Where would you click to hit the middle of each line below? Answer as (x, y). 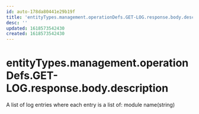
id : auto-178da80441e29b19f (41, 12)
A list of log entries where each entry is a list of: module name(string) (91, 105)
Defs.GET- (32, 76)
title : (14, 17)
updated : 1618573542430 (36, 28)
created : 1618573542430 (36, 34)
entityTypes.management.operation (97, 63)
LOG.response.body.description (87, 88)
